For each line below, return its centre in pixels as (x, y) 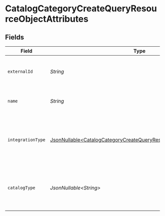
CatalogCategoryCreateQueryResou (81, 9)
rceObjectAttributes (47, 19)
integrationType (27, 140)
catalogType (22, 188)
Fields (15, 37)
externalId (20, 72)
